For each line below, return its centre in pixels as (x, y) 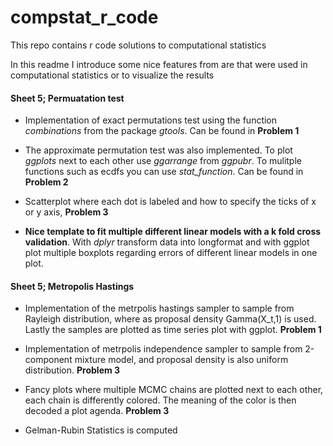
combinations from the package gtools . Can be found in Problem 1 (162, 131)
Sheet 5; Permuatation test (67, 98)
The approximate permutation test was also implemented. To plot (158, 150)
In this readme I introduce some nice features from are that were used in (159, 64)
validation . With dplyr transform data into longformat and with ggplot (167, 242)
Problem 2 (46, 182)
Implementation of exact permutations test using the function (151, 120)
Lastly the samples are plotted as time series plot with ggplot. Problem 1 (173, 330)
